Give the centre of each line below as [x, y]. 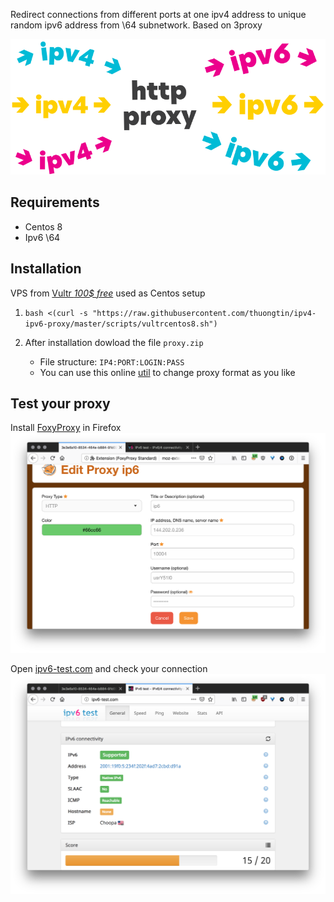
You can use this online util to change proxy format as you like [167, 372]
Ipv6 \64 [42, 237]
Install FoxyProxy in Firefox [66, 428]
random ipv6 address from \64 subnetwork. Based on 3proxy [136, 25]
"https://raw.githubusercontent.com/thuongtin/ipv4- [204, 313]
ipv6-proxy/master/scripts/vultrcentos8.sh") [121, 324]
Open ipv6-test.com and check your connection [109, 669]
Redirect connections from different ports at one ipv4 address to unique [158, 14]
